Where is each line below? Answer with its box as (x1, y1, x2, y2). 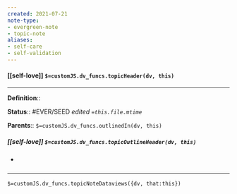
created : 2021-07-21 (7, 10, 68, 18)
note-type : (7, 17, 39, 24)
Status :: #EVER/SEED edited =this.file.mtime (7, 107, 142, 116)
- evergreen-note (7, 23, 59, 30)
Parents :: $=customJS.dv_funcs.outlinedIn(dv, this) (7, 121, 162, 130)
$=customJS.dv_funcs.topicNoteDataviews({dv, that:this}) (7, 181, 181, 188)
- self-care (7, 43, 42, 50)
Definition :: (7, 94, 41, 102)
